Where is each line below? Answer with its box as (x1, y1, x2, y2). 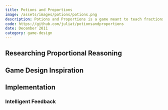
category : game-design (5, 30, 52, 35)
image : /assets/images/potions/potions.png (5, 12, 97, 17)
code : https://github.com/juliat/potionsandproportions (5, 21, 124, 26)
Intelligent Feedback (5, 98, 56, 105)
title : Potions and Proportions (5, 7, 72, 12)
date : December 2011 (5, 26, 48, 31)
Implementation (5, 83, 56, 91)
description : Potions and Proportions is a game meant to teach (5, 16, 142, 21)
